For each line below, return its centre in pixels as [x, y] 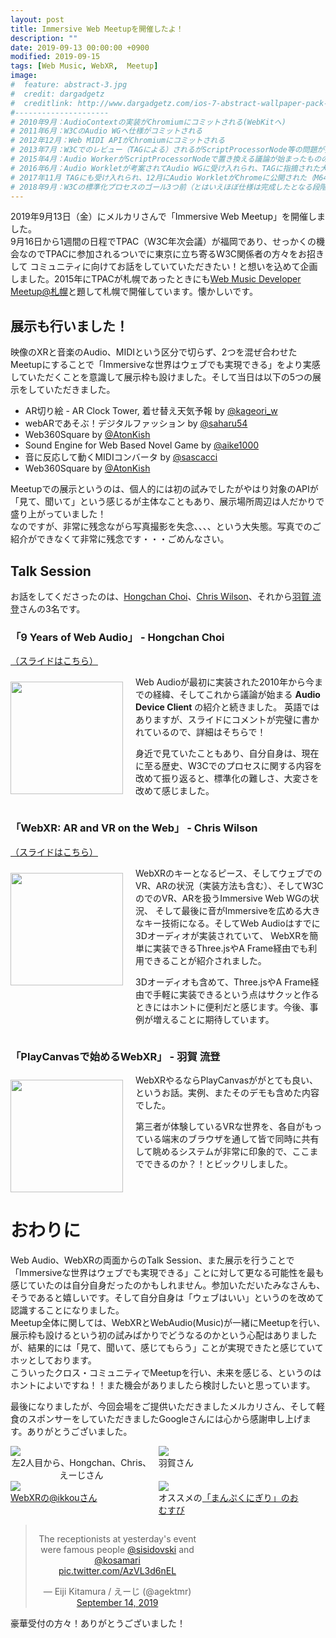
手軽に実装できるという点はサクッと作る [236, 994]
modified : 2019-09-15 [55, 57]
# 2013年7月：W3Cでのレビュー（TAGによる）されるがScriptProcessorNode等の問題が [167, 150]
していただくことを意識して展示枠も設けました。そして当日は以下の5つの [161, 377]
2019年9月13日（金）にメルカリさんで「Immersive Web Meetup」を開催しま [168, 217]
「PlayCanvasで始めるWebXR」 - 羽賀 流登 [115, 1056]
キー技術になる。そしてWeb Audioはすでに [232, 923]
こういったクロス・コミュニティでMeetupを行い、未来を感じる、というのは [166, 1372]
